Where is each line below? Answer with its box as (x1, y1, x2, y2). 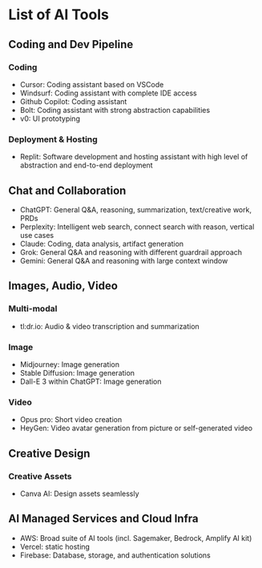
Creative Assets (8, 470, 72, 481)
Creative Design (8, 446, 91, 460)
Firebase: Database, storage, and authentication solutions (19, 550, 211, 560)
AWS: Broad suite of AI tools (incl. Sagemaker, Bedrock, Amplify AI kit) (19, 533, 252, 542)
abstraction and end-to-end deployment (19, 160, 154, 170)
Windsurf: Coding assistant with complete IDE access (19, 88, 198, 98)
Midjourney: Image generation (19, 359, 120, 369)
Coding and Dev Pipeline (8, 38, 134, 51)
